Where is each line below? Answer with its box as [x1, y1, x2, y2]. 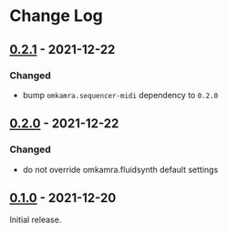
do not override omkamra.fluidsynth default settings [22, 164, 219, 175]
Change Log [9, 5, 103, 26]
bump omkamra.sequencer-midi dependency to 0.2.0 [22, 89, 219, 100]
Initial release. [9, 215, 62, 226]
